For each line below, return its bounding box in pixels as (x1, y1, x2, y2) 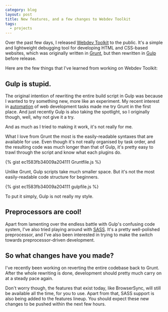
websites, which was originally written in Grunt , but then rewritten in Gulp (5, 50, 156, 56)
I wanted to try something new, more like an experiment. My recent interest (5, 98, 160, 104)
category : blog (5, 7, 37, 12)
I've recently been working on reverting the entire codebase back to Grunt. (5, 265, 159, 271)
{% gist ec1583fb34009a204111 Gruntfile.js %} (5, 159, 101, 165)
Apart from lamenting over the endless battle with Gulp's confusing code (5, 221, 155, 227)
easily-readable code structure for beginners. (5, 174, 99, 180)
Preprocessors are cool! (5, 208, 81, 216)
